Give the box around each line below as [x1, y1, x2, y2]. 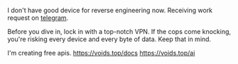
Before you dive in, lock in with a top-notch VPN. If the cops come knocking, [7, 28, 232, 36]
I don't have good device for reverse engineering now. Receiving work [7, 6, 213, 14]
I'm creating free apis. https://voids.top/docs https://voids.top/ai [7, 49, 195, 57]
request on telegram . [7, 14, 69, 22]
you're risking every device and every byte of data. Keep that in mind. [7, 35, 212, 43]
